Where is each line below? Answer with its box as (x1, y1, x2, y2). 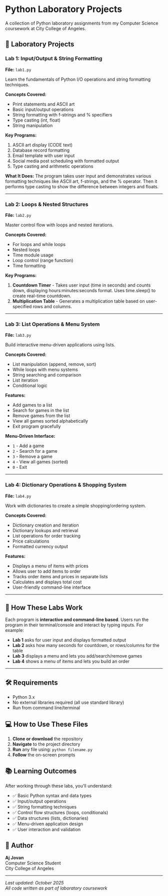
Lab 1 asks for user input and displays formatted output (12, 637, 126, 643)
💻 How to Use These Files (5, 720, 88, 728)
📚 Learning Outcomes (5, 767, 77, 776)
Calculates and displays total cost (12, 579, 82, 585)
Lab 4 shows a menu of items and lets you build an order (12, 659, 130, 665)
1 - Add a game (12, 443, 44, 449)
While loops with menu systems (12, 366, 78, 372)
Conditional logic (12, 382, 47, 389)
